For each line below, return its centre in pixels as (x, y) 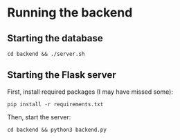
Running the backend (70, 13)
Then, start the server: (39, 117)
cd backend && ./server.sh (46, 54)
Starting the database (55, 38)
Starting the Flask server (62, 75)
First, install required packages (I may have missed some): (90, 92)
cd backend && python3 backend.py (57, 130)
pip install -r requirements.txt (55, 104)
